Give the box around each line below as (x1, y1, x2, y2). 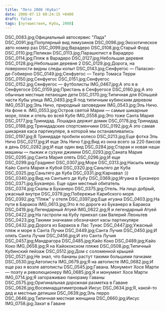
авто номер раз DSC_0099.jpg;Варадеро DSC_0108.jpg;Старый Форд (5, 45, 149, 51)
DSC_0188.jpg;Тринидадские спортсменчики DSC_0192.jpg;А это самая (5, 123, 155, 129)
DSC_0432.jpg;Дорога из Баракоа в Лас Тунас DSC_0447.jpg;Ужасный (5, 222, 153, 228)
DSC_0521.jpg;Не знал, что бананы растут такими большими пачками (5, 254, 152, 259)
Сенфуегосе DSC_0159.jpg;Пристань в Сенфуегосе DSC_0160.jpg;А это (5, 86, 153, 92)
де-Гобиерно (5, 71, 33, 77)
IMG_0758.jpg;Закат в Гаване (5, 301, 66, 307)
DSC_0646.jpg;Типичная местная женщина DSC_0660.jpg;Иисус (5, 295, 140, 301)
